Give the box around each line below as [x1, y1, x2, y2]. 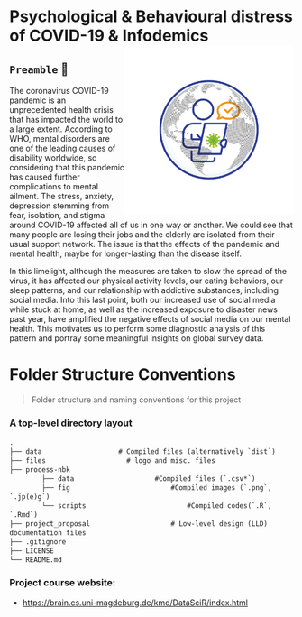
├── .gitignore [9, 538, 67, 547]
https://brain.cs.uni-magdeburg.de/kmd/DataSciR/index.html [22, 597, 248, 608]
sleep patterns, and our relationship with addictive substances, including [9, 285, 279, 295]
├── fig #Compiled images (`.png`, [41, 483, 272, 493]
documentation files [9, 529, 87, 538]
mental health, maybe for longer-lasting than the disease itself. [9, 248, 242, 259]
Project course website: [9, 576, 116, 589]
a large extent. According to [9, 124, 113, 134]
